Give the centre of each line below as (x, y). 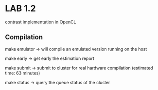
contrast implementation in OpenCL (41, 22)
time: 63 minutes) (23, 73)
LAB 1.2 (20, 9)
